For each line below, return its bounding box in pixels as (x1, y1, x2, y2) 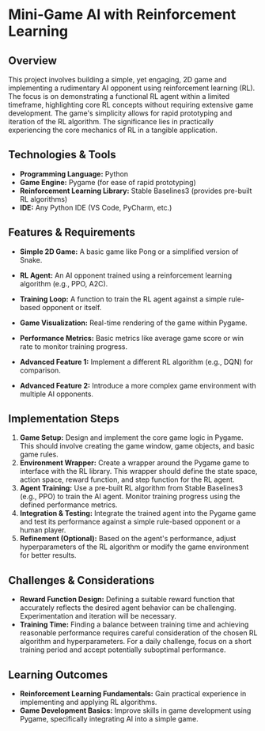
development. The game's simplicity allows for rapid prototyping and (8, 108, 233, 118)
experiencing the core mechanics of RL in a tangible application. (8, 125, 218, 134)
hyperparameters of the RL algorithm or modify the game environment (19, 542, 249, 551)
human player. (19, 525, 66, 535)
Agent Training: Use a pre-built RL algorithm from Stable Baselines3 (19, 483, 244, 493)
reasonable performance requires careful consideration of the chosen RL (19, 628, 259, 638)
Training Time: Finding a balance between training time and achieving (19, 619, 249, 630)
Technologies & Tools (8, 148, 116, 161)
